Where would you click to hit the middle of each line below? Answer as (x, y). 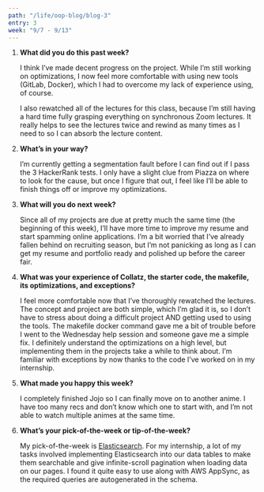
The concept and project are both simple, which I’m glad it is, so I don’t (135, 310)
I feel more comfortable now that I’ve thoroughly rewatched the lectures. (138, 301)
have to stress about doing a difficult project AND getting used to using (135, 317)
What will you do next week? (68, 205)
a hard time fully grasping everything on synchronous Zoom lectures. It (135, 117)
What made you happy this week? (76, 383)
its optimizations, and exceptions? (77, 286)
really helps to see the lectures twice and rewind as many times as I (130, 125)
